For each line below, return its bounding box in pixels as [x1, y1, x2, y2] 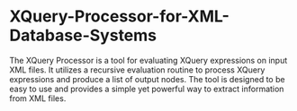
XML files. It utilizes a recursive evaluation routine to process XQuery [9, 64, 265, 75]
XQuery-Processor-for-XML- [9, 6, 229, 27]
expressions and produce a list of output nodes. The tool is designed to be [9, 73, 285, 84]
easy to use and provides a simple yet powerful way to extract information [9, 83, 284, 94]
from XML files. [9, 92, 67, 104]
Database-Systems [9, 25, 157, 46]
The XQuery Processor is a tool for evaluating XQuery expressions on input [9, 55, 288, 65]
